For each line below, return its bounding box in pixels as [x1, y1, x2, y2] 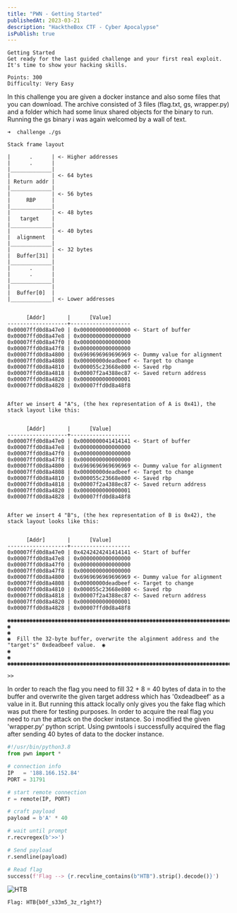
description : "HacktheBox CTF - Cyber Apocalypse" [7, 23, 159, 30]
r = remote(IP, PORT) [7, 795, 71, 802]
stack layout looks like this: [7, 518, 99, 525]
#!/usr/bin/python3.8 [7, 744, 71, 751]
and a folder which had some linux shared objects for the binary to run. [7, 107, 214, 117]
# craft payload [7, 808, 55, 816]
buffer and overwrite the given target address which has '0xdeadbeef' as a [7, 693, 225, 701]
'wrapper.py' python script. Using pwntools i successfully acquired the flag [7, 722, 226, 731]
